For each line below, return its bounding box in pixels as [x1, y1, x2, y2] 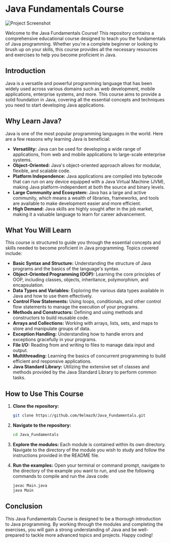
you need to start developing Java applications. [5, 102, 105, 108]
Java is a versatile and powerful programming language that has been [5, 80, 152, 86]
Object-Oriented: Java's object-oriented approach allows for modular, [12, 162, 162, 168]
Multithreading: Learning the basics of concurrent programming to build [12, 353, 166, 359]
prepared [5, 532, 25, 538]
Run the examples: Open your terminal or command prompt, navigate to [12, 462, 165, 468]
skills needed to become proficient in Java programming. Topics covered [5, 245, 159, 251]
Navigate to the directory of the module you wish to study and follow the [12, 447, 165, 453]
